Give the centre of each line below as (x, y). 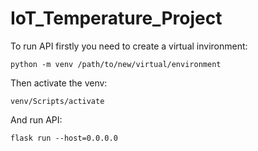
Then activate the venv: (59, 83)
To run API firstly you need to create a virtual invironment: (129, 46)
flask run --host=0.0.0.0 (64, 138)
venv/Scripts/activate (57, 101)
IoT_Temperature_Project (116, 18)
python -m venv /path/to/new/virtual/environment (116, 64)
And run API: (36, 119)
